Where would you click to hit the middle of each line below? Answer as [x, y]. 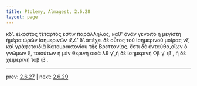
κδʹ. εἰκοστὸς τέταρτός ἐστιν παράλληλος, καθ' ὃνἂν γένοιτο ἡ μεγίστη [94, 34]
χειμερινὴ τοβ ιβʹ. [27, 59]
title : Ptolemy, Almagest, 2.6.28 [48, 11]
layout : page [22, 17]
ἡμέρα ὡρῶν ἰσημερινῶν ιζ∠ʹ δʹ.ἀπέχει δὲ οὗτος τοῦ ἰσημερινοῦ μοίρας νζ [98, 40]
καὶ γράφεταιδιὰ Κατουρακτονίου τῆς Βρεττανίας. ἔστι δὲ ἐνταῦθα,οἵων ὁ [97, 46]
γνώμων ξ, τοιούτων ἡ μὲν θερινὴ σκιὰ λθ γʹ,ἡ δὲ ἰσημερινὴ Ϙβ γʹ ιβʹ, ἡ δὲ [96, 53]
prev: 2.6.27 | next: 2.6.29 [37, 77]
